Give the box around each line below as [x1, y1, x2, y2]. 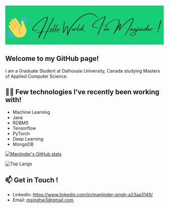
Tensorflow [12, 125, 36, 131]
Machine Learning [12, 109, 50, 115]
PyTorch [12, 130, 30, 136]
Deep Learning [12, 135, 44, 142]
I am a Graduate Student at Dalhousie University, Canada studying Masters [5, 67, 160, 74]
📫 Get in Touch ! [5, 176, 59, 184]
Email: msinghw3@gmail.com [12, 197, 74, 203]
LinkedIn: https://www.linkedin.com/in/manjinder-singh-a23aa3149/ [12, 192, 153, 198]
